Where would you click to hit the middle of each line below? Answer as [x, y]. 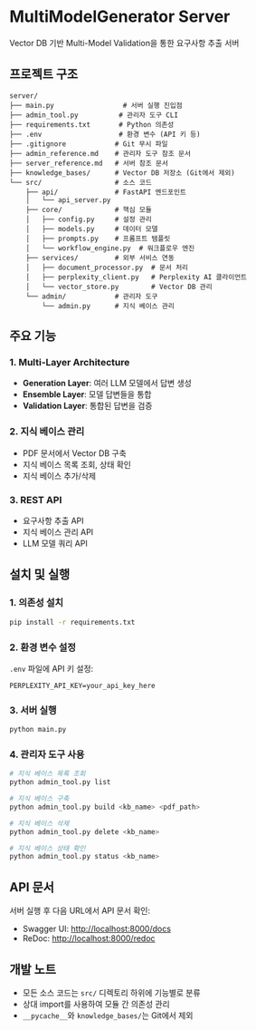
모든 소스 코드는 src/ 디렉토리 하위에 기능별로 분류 [111, 992]
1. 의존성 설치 [37, 603]
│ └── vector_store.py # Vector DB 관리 [119, 287]
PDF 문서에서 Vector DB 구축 [74, 453]
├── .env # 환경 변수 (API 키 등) [105, 134]
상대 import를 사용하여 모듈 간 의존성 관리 [96, 1004]
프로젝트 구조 [44, 74]
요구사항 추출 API [53, 521]
